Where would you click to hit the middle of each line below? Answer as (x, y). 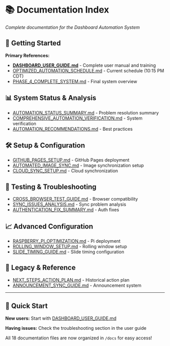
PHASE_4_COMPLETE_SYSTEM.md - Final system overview (75, 81)
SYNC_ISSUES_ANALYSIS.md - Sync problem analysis (69, 204)
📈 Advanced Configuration (49, 226)
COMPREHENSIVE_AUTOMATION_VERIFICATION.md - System (77, 118)
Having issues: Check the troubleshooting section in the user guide (76, 328)
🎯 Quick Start (27, 306)
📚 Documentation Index (57, 10)
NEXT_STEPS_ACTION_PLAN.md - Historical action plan (71, 280)
